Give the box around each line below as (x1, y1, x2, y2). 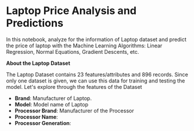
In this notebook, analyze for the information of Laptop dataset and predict (6, 36, 187, 43)
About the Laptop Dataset (6, 60, 71, 67)
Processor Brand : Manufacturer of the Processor (14, 107, 134, 114)
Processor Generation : (14, 119, 72, 126)
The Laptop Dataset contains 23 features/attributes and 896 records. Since (6, 71, 188, 78)
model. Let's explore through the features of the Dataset (6, 83, 142, 90)
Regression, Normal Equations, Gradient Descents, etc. (6, 48, 139, 55)
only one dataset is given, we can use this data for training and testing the (6, 77, 185, 84)
